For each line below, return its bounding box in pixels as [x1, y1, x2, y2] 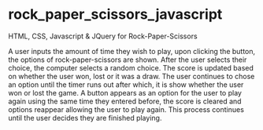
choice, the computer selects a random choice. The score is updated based [8, 63, 254, 72]
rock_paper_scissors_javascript [8, 5, 223, 23]
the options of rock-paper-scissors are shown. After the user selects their [8, 55, 247, 64]
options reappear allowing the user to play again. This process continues [8, 104, 244, 114]
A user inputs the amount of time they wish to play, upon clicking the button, [8, 46, 256, 56]
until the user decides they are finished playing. [8, 113, 162, 122]
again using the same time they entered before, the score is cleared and [8, 96, 242, 106]
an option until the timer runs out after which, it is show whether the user [8, 80, 244, 89]
